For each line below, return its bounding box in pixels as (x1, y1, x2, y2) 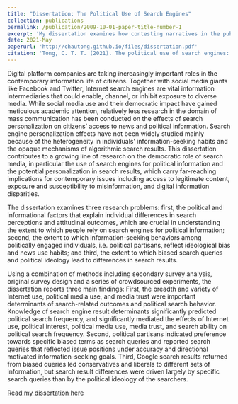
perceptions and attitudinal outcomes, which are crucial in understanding (7, 218, 221, 226)
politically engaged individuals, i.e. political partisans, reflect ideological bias (7, 241, 231, 249)
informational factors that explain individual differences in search (7, 210, 197, 219)
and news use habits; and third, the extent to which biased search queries (7, 248, 223, 257)
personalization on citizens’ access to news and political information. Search (7, 122, 231, 130)
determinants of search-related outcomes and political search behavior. (7, 299, 217, 308)
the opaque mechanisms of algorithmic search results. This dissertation (7, 144, 217, 153)
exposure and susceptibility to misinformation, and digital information (7, 182, 210, 190)
